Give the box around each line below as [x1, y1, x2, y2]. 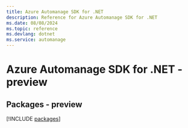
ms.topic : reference [6, 25, 58, 32]
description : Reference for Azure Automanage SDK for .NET [6, 14, 158, 20]
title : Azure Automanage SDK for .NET [6, 8, 104, 15]
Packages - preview [6, 99, 83, 109]
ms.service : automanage [6, 37, 66, 43]
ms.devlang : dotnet [6, 31, 55, 37]
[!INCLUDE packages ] [6, 115, 61, 122]
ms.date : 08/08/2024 [6, 20, 58, 26]
